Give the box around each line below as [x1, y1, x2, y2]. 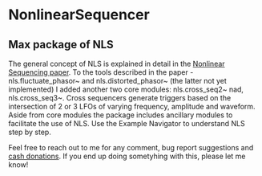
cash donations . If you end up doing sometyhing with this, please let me [8, 151, 246, 161]
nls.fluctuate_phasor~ [8, 76, 80, 85]
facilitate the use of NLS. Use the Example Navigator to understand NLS [8, 119, 246, 128]
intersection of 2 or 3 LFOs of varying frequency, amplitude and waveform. [8, 102, 256, 111]
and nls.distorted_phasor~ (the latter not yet [81, 76, 227, 85]
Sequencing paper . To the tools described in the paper [8, 68, 188, 77]
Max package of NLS [8, 38, 114, 51]
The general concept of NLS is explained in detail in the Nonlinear [8, 59, 226, 68]
